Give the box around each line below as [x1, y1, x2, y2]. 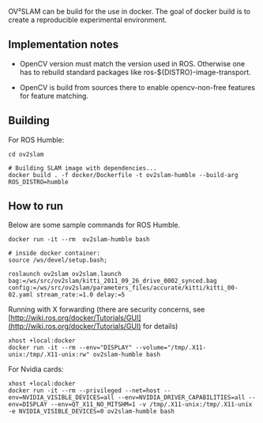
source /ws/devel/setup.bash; [8, 256, 108, 264]
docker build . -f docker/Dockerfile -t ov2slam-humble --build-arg [8, 171, 239, 179]
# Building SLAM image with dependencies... [8, 164, 157, 172]
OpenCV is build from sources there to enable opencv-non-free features [19, 82, 256, 92]
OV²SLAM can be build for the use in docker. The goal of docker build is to [8, 7, 251, 16]
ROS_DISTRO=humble [8, 178, 69, 186]
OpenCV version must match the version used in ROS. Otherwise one [19, 59, 246, 68]
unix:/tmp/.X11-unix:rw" [8, 351, 90, 359]
